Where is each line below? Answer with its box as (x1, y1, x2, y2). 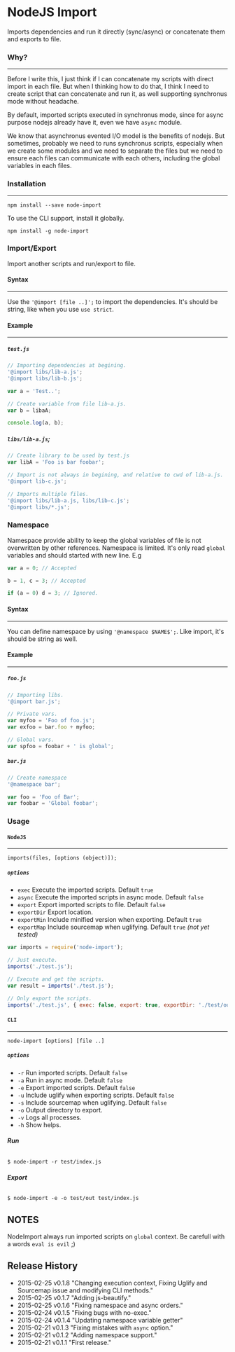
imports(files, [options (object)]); (7, 855, 117, 862)
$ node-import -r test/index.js (7, 1158, 101, 1165)
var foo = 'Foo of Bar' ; (7, 793, 80, 801)
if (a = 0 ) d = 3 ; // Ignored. (7, 590, 99, 597)
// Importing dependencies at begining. (7, 362, 127, 369)
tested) (17, 930, 38, 939)
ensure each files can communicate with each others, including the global (7, 154, 220, 163)
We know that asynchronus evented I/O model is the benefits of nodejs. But (7, 132, 225, 140)
